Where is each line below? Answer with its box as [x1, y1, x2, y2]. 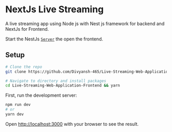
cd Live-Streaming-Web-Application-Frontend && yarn [5, 83, 120, 88]
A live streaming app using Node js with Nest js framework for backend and [5, 20, 165, 27]
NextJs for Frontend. [5, 26, 49, 32]
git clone [5, 69, 27, 74]
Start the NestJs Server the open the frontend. [5, 36, 103, 42]
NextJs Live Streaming [5, 4, 104, 15]
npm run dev [5, 102, 31, 107]
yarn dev [5, 112, 24, 117]
